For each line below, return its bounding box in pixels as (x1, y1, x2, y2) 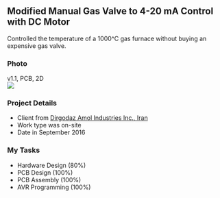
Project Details (7, 99, 57, 108)
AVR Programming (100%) (16, 183, 91, 191)
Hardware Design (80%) (16, 161, 86, 169)
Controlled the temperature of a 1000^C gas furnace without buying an (7, 34, 207, 42)
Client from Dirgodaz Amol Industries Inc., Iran (16, 114, 149, 122)
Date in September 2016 (16, 128, 86, 136)
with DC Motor (7, 16, 71, 28)
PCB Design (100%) (16, 168, 73, 177)
